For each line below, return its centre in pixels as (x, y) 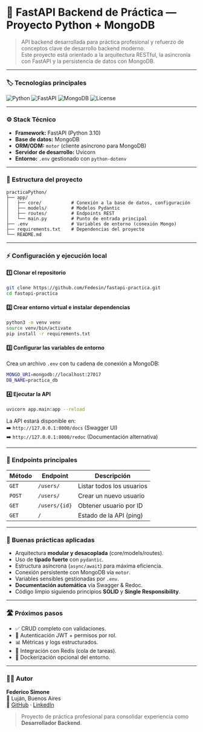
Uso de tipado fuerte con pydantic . (59, 560)
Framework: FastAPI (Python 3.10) (58, 133)
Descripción (113, 475)
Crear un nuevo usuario (111, 496)
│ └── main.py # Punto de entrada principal (77, 219)
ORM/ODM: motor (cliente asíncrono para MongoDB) (81, 146)
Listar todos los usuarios (113, 486)
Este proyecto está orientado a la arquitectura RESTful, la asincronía (106, 54)
